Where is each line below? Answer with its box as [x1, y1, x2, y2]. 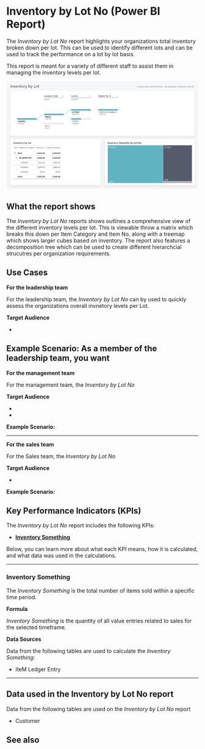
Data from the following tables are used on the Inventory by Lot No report [6, 705, 191, 712]
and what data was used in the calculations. [6, 552, 117, 560]
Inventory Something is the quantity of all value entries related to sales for [6, 617, 192, 624]
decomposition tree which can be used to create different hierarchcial [6, 243, 182, 251]
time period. [6, 593, 37, 601]
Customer [15, 717, 41, 725]
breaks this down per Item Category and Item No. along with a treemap [6, 230, 185, 238]
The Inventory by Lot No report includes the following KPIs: [6, 522, 155, 529]
